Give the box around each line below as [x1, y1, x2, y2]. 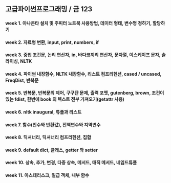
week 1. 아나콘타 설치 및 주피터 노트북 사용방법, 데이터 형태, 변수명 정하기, [5, 20, 152, 26]
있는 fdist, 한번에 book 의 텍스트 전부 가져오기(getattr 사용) [5, 96, 124, 102]
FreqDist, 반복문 [5, 77, 39, 83]
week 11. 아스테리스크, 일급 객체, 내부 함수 [5, 172, 90, 178]
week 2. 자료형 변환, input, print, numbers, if [5, 39, 99, 45]
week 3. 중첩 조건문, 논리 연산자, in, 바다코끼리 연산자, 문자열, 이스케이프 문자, [5, 52, 161, 58]
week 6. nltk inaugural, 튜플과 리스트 [5, 109, 82, 115]
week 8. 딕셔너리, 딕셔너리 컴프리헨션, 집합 [5, 134, 91, 141]
